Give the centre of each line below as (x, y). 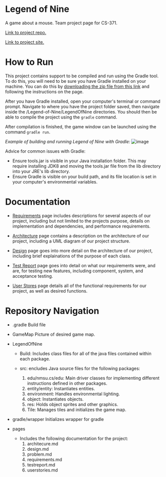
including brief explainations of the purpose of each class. (72, 256)
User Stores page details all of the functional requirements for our (79, 286)
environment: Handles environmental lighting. (74, 394)
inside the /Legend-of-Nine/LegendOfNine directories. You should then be (81, 112)
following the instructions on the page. (44, 91)
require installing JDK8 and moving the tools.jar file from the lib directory (86, 166)
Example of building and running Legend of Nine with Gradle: (68, 141)
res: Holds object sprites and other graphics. (73, 404)
